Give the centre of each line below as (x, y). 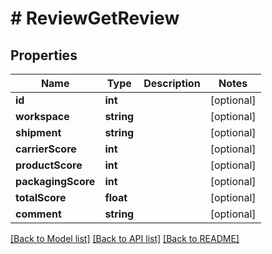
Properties (44, 55)
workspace (42, 116)
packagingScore (55, 181)
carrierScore (46, 149)
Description (172, 83)
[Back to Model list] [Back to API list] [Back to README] (125, 238)
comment (38, 214)
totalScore (41, 197)
